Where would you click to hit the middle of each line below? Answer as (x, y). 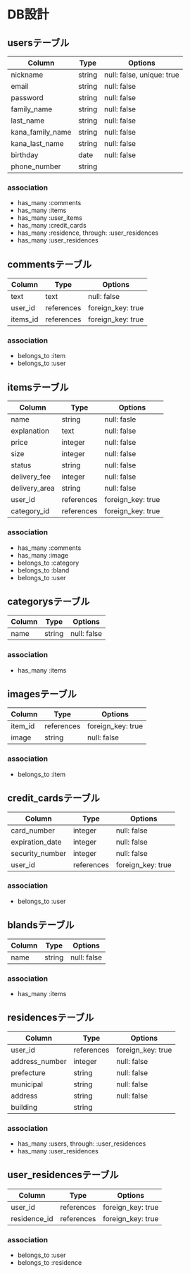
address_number (39, 1061)
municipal (27, 1084)
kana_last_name (38, 143)
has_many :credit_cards (52, 226)
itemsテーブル (38, 387)
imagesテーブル (42, 694)
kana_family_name (41, 132)
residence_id (32, 1218)
